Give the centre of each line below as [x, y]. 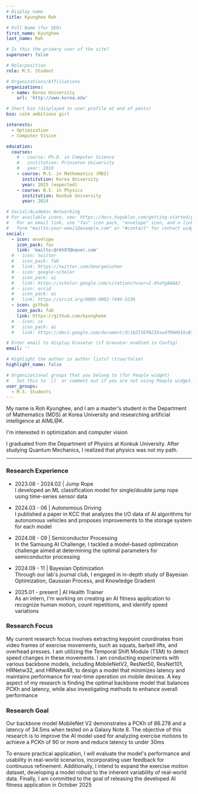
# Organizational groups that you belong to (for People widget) [88, 375]
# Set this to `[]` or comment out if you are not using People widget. [100, 381]
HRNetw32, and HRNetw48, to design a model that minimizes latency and [96, 670]
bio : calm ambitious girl [38, 114]
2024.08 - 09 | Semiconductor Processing [66, 538]
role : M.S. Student [30, 71]
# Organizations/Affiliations [43, 81]
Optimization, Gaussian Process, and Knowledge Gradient [85, 581]
